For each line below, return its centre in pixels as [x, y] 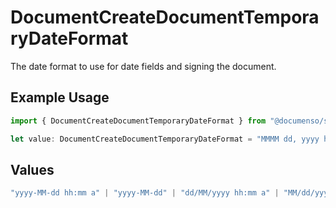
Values [32, 169]
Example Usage [60, 97]
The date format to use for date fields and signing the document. [143, 66]
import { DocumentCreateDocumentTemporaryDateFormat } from [138, 121]
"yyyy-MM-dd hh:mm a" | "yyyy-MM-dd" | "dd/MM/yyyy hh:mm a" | [145, 193]
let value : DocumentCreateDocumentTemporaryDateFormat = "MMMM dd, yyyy [165, 139]
